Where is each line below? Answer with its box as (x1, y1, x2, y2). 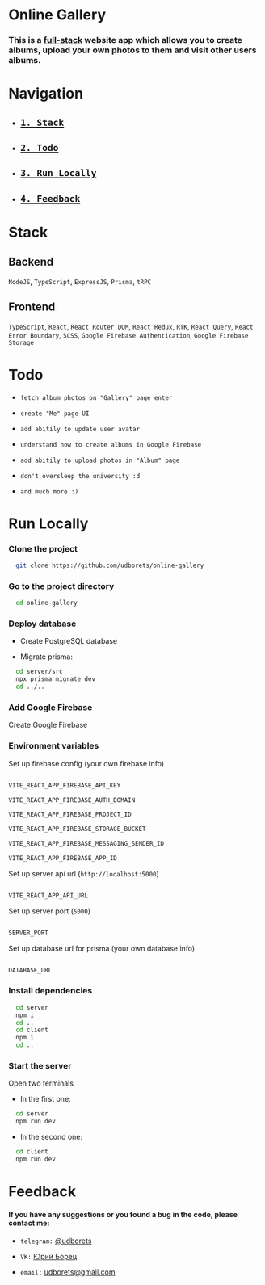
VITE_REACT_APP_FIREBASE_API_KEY (8, 781, 121, 789)
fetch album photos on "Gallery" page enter (19, 393, 173, 401)
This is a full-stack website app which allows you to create (8, 35, 242, 46)
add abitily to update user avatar (19, 425, 141, 433)
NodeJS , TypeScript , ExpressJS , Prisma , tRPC (8, 276, 152, 286)
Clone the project (8, 543, 78, 554)
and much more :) (19, 487, 79, 496)
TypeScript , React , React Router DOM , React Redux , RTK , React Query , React (8, 321, 254, 331)
